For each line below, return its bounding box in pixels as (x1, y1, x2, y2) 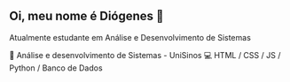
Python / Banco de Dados (9, 63, 104, 73)
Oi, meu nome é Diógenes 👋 (9, 9, 164, 24)
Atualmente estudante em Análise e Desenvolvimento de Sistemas (9, 32, 251, 42)
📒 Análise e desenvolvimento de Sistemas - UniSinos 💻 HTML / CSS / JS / (9, 49, 281, 60)
